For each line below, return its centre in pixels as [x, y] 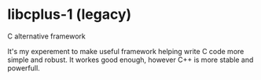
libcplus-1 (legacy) [70, 15]
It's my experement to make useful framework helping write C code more [126, 51]
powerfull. [24, 67]
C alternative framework [46, 36]
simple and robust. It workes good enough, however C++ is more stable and [130, 60]
